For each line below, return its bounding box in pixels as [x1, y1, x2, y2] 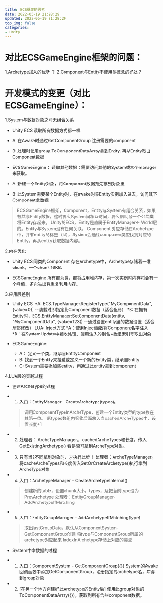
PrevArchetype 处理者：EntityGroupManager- [24, 494, 115, 500]
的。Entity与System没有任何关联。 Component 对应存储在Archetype [16, 225, 154, 231]
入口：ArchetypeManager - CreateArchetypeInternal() [19, 477, 128, 483]
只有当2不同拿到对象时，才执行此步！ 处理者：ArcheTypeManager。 [19, 454, 156, 460]
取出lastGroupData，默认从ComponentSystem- [24, 525, 119, 531]
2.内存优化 [5, 248, 26, 254]
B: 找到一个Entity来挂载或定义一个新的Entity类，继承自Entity [19, 356, 140, 362]
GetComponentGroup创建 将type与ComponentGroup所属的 [24, 531, 143, 536]
